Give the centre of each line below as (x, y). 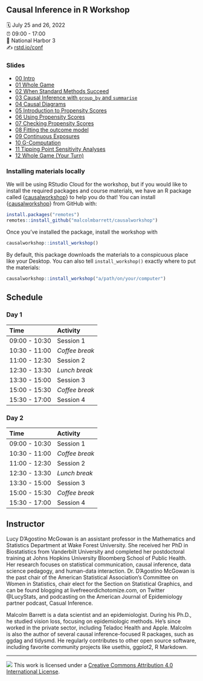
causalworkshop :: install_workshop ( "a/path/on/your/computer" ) (86, 279)
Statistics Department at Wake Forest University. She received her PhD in (97, 545)
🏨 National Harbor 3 (31, 40)
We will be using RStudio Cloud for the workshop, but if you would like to (97, 185)
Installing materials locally (46, 171)
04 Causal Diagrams (40, 104)
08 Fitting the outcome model (52, 130)
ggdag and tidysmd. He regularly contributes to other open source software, (101, 640)
